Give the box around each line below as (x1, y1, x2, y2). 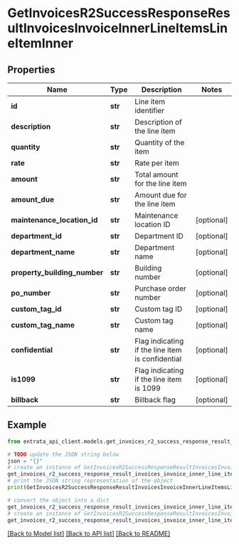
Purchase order (134, 283, 186, 293)
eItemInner (7, 36, 73, 51)
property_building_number (11, 268, 104, 277)
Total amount (134, 169, 179, 179)
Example (7, 419, 47, 431)
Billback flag (134, 395, 176, 404)
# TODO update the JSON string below (7, 451, 119, 458)
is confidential (134, 354, 182, 364)
